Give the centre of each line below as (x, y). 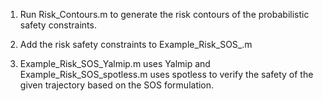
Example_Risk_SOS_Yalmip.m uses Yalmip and (115, 63)
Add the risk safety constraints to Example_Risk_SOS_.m (136, 44)
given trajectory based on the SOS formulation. (117, 85)
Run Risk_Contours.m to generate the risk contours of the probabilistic (164, 14)
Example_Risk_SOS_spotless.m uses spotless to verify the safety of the (166, 74)
